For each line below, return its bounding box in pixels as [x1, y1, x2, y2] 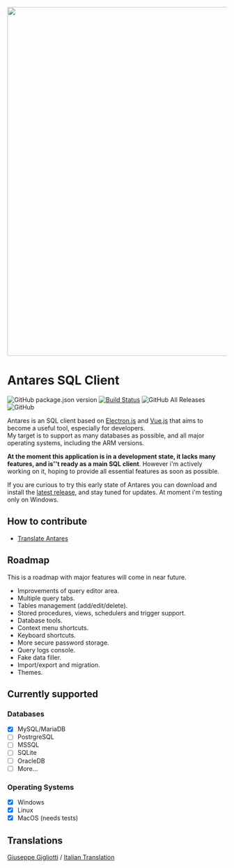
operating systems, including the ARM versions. [7, 438, 145, 447]
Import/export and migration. [17, 660, 101, 669]
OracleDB [17, 756, 45, 765]
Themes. [17, 668, 43, 676]
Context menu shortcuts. [17, 623, 89, 631]
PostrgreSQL [17, 733, 54, 741]
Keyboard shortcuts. [17, 631, 77, 639]
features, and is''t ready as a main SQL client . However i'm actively [7, 459, 203, 467]
